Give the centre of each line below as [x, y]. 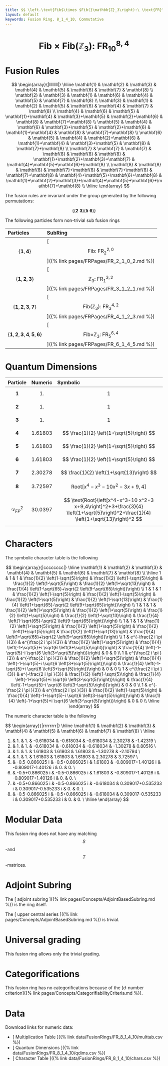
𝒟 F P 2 [17, 509]
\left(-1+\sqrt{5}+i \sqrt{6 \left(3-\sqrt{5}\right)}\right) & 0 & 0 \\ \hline [88, 700]
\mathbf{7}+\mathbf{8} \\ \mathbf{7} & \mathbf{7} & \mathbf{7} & [84, 149]
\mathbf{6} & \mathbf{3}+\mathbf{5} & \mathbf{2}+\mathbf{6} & [84, 127]
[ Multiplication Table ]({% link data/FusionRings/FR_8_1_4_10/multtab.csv [87, 1037]
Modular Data [34, 819]
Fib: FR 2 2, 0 [101, 251]
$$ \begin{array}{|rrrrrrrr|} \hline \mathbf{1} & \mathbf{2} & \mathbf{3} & [80, 726]
